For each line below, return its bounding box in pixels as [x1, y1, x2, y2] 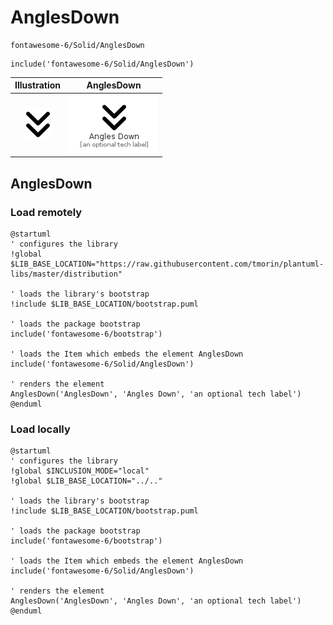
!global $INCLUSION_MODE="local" [10, 466, 150, 476]
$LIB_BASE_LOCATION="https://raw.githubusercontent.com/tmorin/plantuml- [10, 259, 325, 269]
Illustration [14, 79, 62, 91]
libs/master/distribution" [10, 269, 123, 279]
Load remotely [10, 205, 83, 219]
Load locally [10, 422, 71, 436]
